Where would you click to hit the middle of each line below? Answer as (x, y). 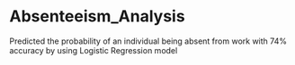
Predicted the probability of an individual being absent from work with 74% (148, 41)
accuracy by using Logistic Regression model (94, 50)
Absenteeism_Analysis (98, 16)
